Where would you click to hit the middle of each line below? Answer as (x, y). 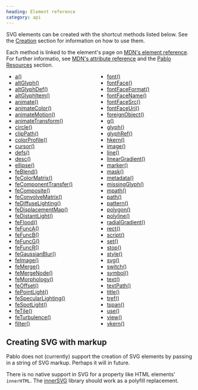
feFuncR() (27, 247)
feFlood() (26, 222)
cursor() (25, 146)
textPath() (119, 285)
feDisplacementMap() (41, 209)
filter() (23, 323)
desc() (23, 159)
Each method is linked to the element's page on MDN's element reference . (98, 52)
